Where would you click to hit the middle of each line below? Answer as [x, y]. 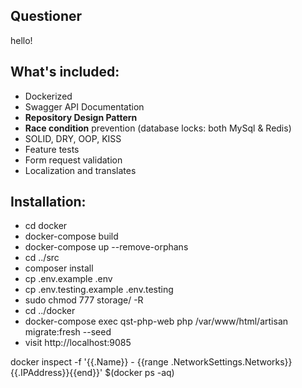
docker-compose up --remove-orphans [106, 247]
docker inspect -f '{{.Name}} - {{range [89, 362]
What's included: [65, 72]
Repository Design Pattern [81, 117]
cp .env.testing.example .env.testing [99, 290]
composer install [59, 268]
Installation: [48, 202]
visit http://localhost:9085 [78, 343]
